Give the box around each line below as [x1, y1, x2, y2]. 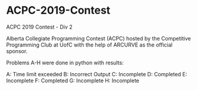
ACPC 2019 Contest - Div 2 [6, 23, 73, 30]
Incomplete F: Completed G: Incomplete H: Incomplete [6, 77, 140, 84]
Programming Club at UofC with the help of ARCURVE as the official [6, 41, 173, 48]
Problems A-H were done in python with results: [6, 59, 124, 66]
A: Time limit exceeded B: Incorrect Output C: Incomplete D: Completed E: [6, 70, 187, 77]
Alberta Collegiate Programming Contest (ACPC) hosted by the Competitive [6, 35, 192, 42]
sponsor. [6, 47, 28, 54]
